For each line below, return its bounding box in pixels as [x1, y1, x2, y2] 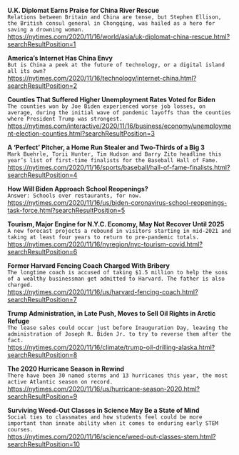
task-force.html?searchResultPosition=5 [7, 206, 126, 214]
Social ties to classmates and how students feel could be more [7, 414, 203, 421]
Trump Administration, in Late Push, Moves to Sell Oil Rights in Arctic [7, 309, 216, 317]
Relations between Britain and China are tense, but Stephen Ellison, [7, 14, 222, 21]
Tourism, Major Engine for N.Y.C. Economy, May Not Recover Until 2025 [7, 220, 225, 228]
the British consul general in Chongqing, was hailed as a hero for [7, 20, 215, 27]
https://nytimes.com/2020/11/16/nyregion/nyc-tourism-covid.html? [7, 240, 203, 249]
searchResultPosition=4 [7, 171, 78, 179]
